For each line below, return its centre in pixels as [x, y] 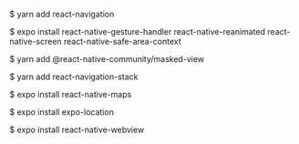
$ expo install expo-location [62, 112]
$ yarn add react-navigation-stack [74, 77]
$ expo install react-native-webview [77, 129]
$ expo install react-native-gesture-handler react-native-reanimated [138, 31]
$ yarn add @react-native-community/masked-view [107, 59]
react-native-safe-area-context [123, 41]
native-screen [36, 41]
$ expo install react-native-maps [71, 94]
